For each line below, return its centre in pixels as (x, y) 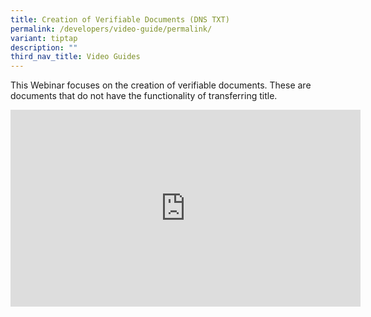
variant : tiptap (44, 38)
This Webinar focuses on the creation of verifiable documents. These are (161, 85)
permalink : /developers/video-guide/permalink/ (111, 29)
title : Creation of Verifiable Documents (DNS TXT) (120, 19)
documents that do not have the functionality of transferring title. (144, 96)
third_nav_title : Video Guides (75, 57)
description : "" (44, 47)
